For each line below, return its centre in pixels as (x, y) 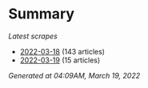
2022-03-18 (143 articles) (62, 51)
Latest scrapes (33, 36)
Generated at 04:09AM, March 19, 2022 (74, 75)
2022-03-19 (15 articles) (60, 60)
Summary (41, 14)
